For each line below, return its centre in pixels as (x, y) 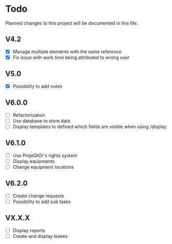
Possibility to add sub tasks (42, 201)
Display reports (29, 230)
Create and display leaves (40, 236)
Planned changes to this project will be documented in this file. (72, 23)
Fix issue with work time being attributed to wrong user (71, 57)
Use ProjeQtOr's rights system (45, 155)
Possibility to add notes (37, 86)
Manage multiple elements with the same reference (67, 51)
